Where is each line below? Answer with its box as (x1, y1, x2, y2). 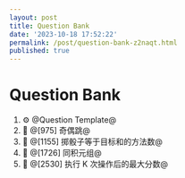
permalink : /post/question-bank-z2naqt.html (9, 38, 178, 47)
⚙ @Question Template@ (21, 114, 117, 125)
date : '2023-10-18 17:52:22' (9, 30, 118, 38)
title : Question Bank (9, 21, 90, 30)
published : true (9, 47, 70, 55)
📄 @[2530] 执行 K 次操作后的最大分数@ (21, 158, 168, 170)
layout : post (9, 13, 58, 22)
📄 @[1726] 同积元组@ (21, 148, 102, 158)
